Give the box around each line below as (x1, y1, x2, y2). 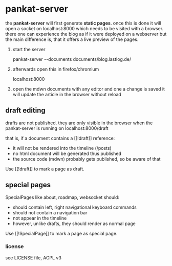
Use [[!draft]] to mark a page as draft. (5, 166, 84, 172)
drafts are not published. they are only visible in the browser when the (5, 120, 153, 126)
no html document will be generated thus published (12, 150, 122, 157)
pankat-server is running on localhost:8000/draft (5, 125, 109, 131)
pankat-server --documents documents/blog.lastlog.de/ (12, 56, 132, 62)
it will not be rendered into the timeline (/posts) (12, 145, 112, 151)
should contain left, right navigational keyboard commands (12, 204, 137, 210)
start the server (12, 46, 46, 52)
